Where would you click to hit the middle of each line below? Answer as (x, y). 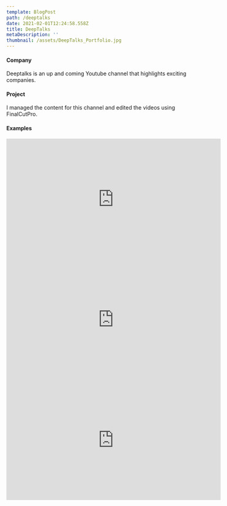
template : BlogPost (31, 12)
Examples (19, 128)
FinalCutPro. (22, 114)
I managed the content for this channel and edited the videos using (91, 108)
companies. (21, 80)
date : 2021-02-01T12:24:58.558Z (47, 23)
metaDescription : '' (33, 35)
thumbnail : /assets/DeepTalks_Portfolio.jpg (64, 40)
